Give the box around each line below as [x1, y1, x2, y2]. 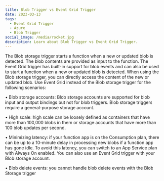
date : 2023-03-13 [5, 12, 41, 17]
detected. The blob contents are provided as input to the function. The [5, 58, 149, 64]
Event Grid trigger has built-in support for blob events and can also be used [5, 63, 159, 69]
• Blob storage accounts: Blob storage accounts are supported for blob [5, 94, 150, 100]
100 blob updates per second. [5, 125, 66, 131]
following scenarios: [5, 85, 46, 90]
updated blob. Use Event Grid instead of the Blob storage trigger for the [5, 79, 151, 85]
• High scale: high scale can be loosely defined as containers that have [5, 114, 150, 120]
